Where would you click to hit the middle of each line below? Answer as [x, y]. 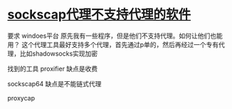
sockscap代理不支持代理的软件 [99, 15]
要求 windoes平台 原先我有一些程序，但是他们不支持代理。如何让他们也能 [115, 36]
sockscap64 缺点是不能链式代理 [54, 83]
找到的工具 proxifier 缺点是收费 [53, 68]
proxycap [21, 98]
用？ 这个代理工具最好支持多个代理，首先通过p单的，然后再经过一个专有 [113, 44]
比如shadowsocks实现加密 [59, 53]
